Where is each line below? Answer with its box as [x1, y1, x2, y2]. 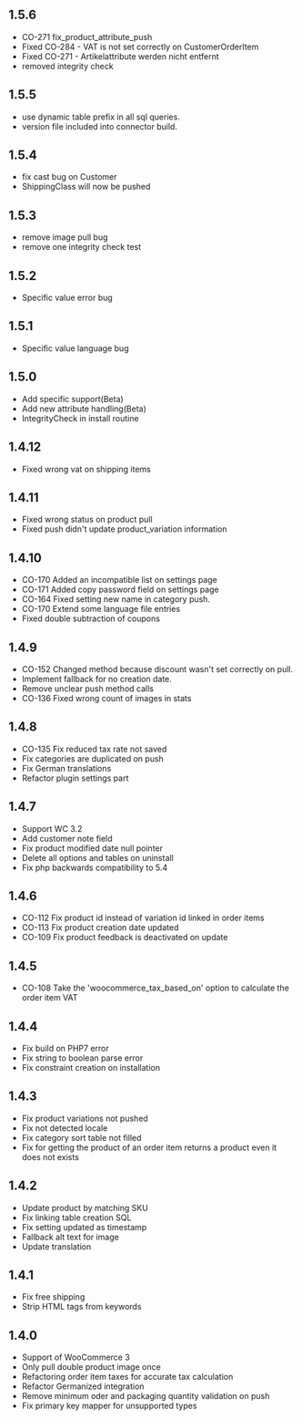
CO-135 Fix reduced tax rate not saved [21, 743, 167, 754]
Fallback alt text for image [21, 1231, 119, 1242]
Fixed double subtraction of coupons [21, 613, 161, 624]
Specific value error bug [21, 292, 113, 304]
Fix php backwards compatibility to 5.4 [21, 862, 168, 873]
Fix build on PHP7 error [21, 1043, 110, 1053]
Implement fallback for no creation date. [21, 673, 172, 684]
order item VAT [21, 992, 78, 1003]
